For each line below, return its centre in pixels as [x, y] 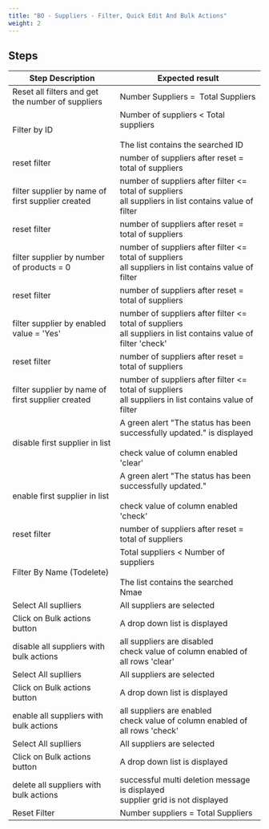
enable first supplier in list [61, 496]
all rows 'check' [149, 731]
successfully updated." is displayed [187, 433]
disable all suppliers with [59, 647]
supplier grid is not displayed [174, 800]
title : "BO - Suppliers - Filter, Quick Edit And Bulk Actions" [118, 16]
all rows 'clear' [147, 661]
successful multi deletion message [185, 780]
